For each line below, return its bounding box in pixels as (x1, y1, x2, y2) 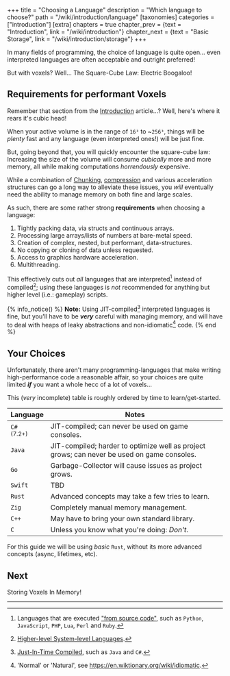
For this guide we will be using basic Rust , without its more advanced (7, 542, 202, 551)
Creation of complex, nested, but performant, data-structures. (16, 238, 192, 247)
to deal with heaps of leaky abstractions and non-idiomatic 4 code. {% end (7, 319, 216, 329)
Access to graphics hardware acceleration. (16, 253, 138, 261)
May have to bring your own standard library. (50, 514, 195, 523)
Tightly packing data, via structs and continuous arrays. (16, 224, 175, 232)
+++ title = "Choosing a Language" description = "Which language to (7, 6, 203, 14)
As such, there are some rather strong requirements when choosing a (7, 203, 205, 212)
